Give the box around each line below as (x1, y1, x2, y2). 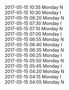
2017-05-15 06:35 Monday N (4, 47, 64, 53)
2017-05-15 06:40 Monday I (4, 42, 62, 47)
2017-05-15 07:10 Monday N (4, 26, 63, 32)
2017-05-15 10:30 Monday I (4, 10, 61, 16)
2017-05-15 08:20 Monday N (4, 15, 64, 21)
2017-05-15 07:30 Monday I (4, 20, 62, 26)
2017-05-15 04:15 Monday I (4, 74, 61, 79)
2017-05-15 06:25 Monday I (4, 52, 62, 58)
